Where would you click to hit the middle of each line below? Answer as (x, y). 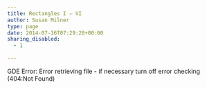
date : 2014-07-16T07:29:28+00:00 (55, 33)
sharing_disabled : (34, 39)
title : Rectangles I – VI (44, 13)
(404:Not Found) (31, 79)
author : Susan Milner (38, 20)
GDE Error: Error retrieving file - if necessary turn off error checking (104, 71)
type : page (23, 26)
